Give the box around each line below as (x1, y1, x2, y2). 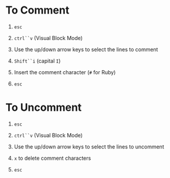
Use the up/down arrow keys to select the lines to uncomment (13, 143, 165, 150)
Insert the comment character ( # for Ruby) (13, 68, 116, 75)
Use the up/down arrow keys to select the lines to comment (13, 45, 158, 53)
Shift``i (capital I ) (13, 57, 61, 64)
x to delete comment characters (13, 154, 91, 161)
